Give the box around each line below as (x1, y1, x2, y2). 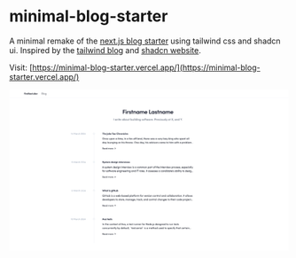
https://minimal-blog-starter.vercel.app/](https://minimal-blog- (32, 62, 261, 73)
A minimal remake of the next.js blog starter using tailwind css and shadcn (9, 35, 281, 46)
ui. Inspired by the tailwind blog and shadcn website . (9, 44, 201, 55)
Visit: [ (9, 62, 33, 73)
